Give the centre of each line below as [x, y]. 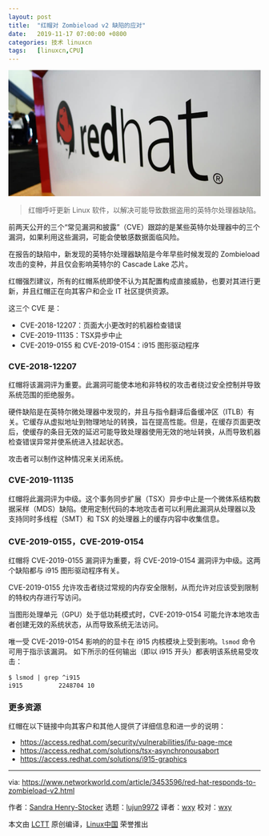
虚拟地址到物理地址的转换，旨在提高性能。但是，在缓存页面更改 [155, 422]
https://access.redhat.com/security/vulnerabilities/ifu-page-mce [126, 742]
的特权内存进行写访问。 [47, 597]
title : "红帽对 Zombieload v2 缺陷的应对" [77, 25]
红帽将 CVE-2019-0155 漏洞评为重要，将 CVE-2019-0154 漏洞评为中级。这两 [134, 561]
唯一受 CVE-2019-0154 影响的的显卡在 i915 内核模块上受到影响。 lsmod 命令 [132, 641]
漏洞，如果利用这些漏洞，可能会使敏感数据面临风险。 [96, 237]
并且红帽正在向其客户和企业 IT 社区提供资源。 [98, 291]
